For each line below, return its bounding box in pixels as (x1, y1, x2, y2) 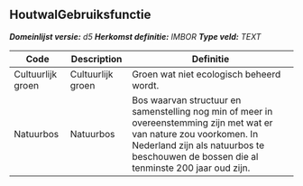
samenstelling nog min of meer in (132, 105, 273, 117)
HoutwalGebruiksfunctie (9, 7, 151, 23)
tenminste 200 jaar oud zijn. (132, 162, 251, 174)
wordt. (132, 79, 160, 91)
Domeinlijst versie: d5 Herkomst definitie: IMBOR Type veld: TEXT (9, 31, 262, 42)
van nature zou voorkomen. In (132, 127, 259, 140)
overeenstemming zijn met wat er (132, 116, 273, 129)
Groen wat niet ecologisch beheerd (132, 68, 281, 80)
